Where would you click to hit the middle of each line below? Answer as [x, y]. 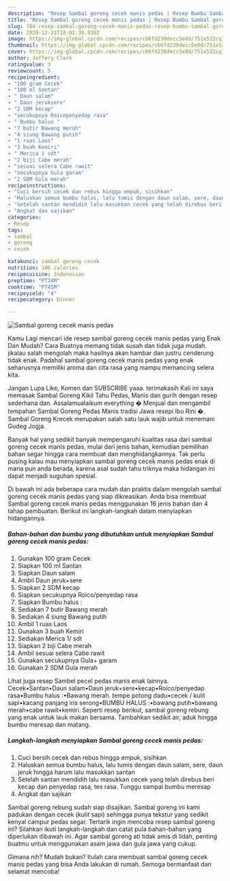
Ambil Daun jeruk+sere [50, 580]
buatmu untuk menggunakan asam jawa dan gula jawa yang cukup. [102, 844]
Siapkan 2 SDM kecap [49, 588]
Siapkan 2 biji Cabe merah [55, 646]
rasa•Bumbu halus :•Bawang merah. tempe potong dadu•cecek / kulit [106, 695]
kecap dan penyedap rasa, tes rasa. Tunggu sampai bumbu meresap [114, 787]
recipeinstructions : [37, 186]
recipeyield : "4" [32, 293]
